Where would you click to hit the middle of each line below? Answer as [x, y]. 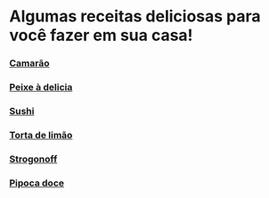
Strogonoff [33, 159]
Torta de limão [41, 135]
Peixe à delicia [41, 87]
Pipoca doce [37, 183]
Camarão [29, 63]
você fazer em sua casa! [101, 35]
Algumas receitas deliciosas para [135, 16]
